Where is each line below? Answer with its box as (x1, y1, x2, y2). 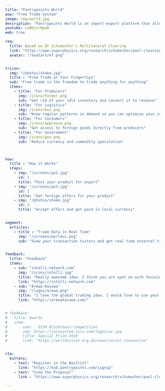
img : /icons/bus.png (18, 107, 60, 112)
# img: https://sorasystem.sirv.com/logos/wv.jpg (5, 329, 122, 334)
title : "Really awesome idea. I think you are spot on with (18, 274, 144, 280)
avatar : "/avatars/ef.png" (9, 53, 65, 58)
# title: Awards (5, 315, 43, 320)
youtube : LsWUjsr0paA (5, 26, 50, 31)
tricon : (5, 66, 21, 71)
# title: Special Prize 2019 (5, 333, 78, 339)
